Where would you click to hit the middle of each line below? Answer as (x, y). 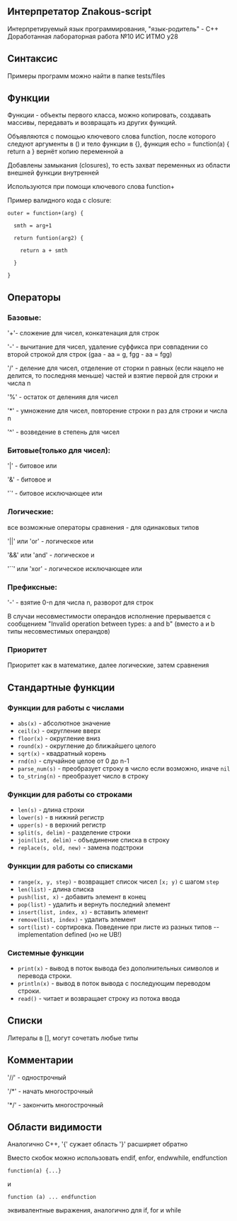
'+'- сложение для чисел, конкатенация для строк (83, 333)
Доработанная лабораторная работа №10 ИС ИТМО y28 (93, 36)
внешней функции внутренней (53, 173)
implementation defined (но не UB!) (70, 934)
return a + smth (44, 251)
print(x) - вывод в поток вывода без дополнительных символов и (118, 968)
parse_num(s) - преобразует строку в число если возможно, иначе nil (124, 769)
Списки (25, 1021)
